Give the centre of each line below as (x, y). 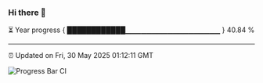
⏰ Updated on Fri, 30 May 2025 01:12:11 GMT (81, 56)
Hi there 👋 (27, 13)
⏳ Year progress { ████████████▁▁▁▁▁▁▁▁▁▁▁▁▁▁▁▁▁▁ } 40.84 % (131, 30)
